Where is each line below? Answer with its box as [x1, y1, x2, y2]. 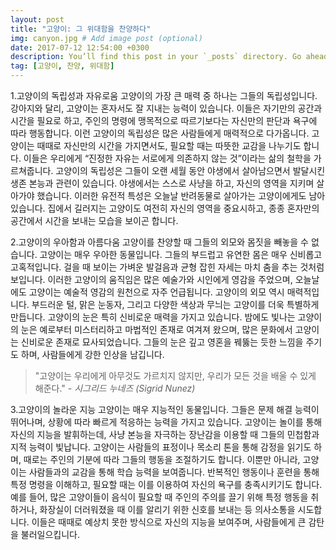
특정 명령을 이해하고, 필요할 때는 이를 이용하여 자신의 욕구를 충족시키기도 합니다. [10, 479, 323, 490]
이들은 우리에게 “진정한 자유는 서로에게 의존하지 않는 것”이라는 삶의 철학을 [23, 152, 312, 164]
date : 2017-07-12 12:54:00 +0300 [10, 42, 150, 53]
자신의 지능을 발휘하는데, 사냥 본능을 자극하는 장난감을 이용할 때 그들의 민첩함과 [10, 429, 320, 440]
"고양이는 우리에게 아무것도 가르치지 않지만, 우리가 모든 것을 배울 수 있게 [34, 370, 317, 381]
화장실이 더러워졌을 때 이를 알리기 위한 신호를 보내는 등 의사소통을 [39, 504, 296, 515]
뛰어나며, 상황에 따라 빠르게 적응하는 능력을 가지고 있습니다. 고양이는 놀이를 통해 [10, 416, 323, 428]
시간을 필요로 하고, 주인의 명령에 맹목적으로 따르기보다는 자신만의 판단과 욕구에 [10, 115, 318, 126]
